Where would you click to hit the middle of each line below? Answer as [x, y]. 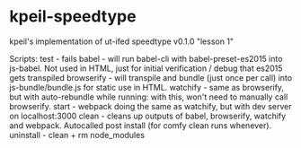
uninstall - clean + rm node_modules [77, 135]
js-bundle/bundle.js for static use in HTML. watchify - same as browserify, [147, 87]
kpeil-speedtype [73, 17]
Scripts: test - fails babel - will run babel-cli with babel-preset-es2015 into [146, 58]
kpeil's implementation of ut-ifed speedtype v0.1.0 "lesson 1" [122, 41]
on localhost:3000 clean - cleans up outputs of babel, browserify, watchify [148, 116]
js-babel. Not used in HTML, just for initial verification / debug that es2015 [146, 68]
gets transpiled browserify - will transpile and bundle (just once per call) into [151, 77]
